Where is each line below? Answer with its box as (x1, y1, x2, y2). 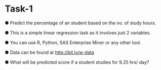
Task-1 (5, 3, 33, 15)
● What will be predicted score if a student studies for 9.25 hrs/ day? (5, 59, 149, 65)
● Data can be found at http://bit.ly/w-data (5, 49, 94, 55)
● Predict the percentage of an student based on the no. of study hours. (5, 20, 156, 26)
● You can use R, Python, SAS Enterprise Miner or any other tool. (5, 39, 141, 46)
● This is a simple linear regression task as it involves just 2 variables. (5, 29, 151, 36)
